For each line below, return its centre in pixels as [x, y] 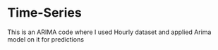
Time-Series [45, 13]
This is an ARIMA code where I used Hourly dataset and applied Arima [109, 32]
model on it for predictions [46, 39]
